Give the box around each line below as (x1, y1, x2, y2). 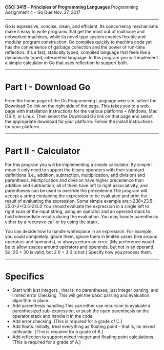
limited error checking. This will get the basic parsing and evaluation (12, 292, 150, 298)
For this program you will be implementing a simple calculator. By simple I (5, 162, 153, 167)
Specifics (5, 271, 44, 282)
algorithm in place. (12, 297, 50, 303)
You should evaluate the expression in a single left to (43, 203, 149, 209)
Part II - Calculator (5, 145, 81, 157)
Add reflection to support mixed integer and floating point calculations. (12, 334, 155, 340)
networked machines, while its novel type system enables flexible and (5, 34, 146, 40)
